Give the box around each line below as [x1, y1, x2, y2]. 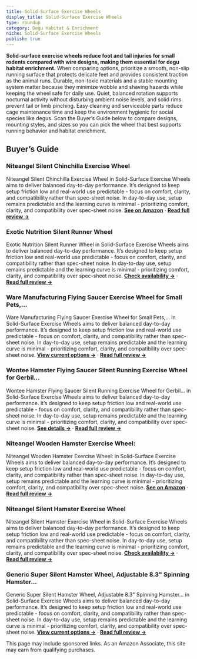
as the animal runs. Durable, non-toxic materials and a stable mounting [6, 77, 178, 84]
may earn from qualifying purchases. [6, 646, 96, 654]
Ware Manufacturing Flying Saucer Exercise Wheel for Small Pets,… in [6, 314, 176, 321]
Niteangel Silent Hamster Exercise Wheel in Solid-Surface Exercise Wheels [6, 518, 188, 525]
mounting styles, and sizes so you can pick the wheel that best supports [6, 121, 181, 128]
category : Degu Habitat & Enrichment [6, 25, 99, 31]
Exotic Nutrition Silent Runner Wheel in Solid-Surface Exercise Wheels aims [6, 241, 189, 248]
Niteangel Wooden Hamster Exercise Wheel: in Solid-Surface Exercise [6, 452, 176, 459]
